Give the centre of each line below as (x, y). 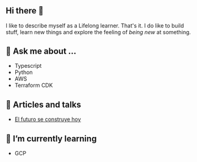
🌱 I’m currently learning (51, 138)
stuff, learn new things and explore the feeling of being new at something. (99, 32)
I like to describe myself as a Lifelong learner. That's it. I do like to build (95, 25)
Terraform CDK (34, 86)
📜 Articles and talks (44, 104)
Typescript (28, 66)
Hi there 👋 (25, 11)
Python (23, 72)
